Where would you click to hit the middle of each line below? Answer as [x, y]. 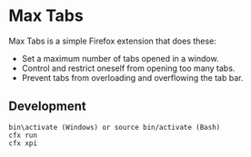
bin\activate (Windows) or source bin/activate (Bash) [115, 127]
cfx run [23, 135]
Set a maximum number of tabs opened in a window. [120, 58]
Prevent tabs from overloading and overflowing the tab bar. [132, 77]
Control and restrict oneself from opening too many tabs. [128, 68]
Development [48, 107]
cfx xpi [23, 143]
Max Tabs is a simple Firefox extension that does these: [113, 41]
